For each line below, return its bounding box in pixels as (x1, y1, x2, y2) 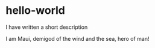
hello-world (5, 4, 66, 17)
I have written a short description (5, 23, 88, 31)
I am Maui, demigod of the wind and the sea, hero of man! (5, 35, 150, 42)
